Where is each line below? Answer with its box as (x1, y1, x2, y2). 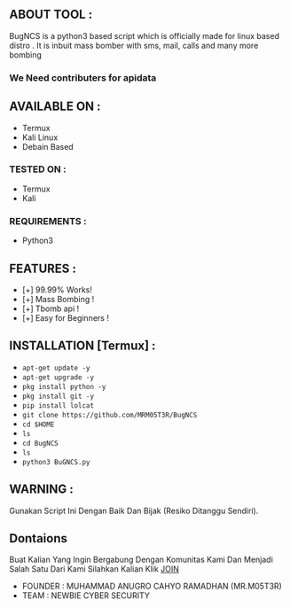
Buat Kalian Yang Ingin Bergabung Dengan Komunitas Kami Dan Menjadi (9, 554, 273, 565)
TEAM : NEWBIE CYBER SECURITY (21, 590, 151, 601)
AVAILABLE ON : (9, 99, 101, 114)
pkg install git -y (21, 392, 95, 401)
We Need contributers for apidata (9, 71, 157, 83)
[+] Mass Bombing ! (21, 293, 95, 304)
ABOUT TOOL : (9, 7, 93, 22)
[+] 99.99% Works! (21, 284, 93, 295)
